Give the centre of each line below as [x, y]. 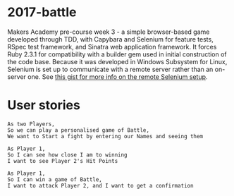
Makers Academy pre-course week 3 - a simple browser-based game [109, 32]
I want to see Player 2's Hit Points [63, 161]
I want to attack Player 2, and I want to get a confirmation [100, 185]
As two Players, [31, 124]
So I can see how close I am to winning [68, 155]
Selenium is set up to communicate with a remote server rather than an [110, 69]
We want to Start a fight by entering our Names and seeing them [105, 136]
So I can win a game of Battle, [55, 179]
